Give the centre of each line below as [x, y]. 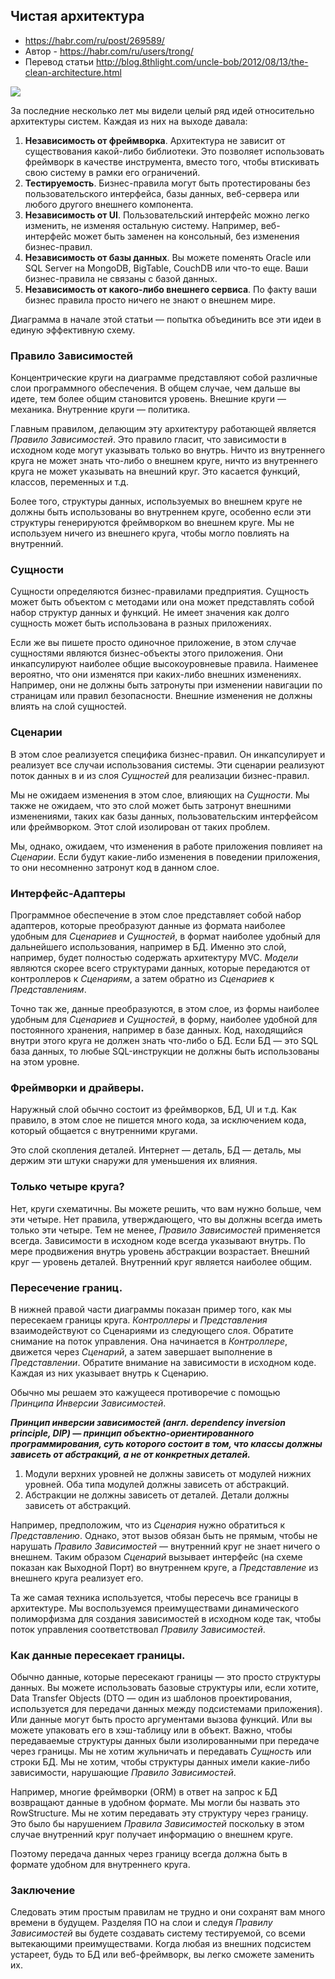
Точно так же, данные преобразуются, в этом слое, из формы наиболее [165, 1008]
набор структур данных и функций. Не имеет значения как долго [150, 613]
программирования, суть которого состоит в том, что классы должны [166, 1443]
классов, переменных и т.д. [69, 482]
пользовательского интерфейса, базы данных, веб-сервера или [162, 193]
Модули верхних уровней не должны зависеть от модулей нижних [168, 1473]
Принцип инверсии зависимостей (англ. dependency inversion [148, 1422]
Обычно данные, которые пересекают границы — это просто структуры [166, 1677]
